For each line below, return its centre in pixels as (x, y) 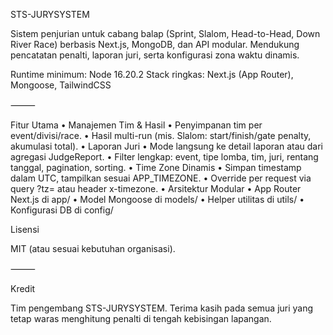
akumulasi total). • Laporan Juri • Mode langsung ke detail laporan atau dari (166, 146)
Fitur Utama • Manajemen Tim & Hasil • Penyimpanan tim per (136, 125)
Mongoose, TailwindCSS (61, 85)
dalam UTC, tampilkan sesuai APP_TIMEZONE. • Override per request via (161, 178)
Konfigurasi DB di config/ (62, 210)
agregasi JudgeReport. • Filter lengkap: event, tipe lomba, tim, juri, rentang (164, 157)
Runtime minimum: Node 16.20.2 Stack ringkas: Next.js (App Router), (152, 74)
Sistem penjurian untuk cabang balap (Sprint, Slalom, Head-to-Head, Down (165, 33)
